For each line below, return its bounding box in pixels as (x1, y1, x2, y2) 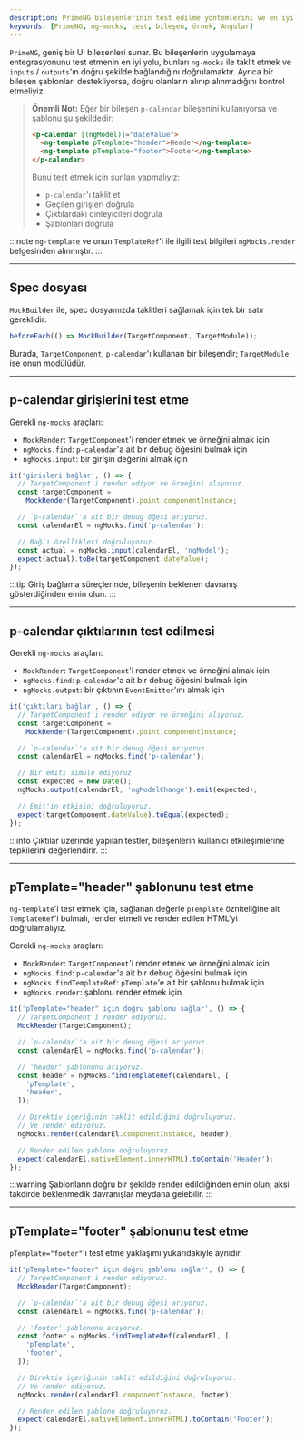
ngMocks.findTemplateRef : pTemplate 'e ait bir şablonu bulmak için (22, 977, 265, 988)
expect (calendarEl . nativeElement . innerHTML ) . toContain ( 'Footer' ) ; (17, 1415, 274, 1425)
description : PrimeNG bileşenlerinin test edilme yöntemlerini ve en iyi (9, 13, 295, 23)
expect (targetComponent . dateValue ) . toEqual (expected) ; (17, 809, 230, 819)
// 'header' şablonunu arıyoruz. (17, 1063, 144, 1072)
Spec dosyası (9, 280, 88, 296)
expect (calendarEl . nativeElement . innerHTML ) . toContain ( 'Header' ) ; (17, 1154, 274, 1163)
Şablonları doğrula (44, 219, 114, 229)
